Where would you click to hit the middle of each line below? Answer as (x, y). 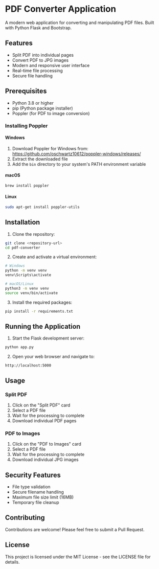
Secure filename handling (38, 492)
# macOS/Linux (20, 284)
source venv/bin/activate (31, 293)
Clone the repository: (34, 234)
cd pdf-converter (23, 248)
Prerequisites (26, 91)
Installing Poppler (26, 126)
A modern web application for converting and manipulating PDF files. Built (79, 23)
